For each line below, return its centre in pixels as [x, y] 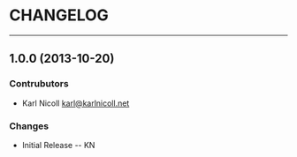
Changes [29, 126]
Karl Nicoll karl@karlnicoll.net [76, 103]
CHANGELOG [59, 15]
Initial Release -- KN [58, 145]
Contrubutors [39, 84]
